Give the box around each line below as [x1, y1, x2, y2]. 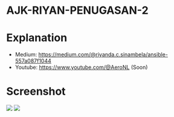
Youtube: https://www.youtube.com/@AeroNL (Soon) [14, 64, 148, 71]
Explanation [6, 31, 68, 45]
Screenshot [6, 85, 66, 98]
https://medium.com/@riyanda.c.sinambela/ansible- [38, 51, 168, 58]
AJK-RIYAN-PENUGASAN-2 [6, 4, 149, 17]
